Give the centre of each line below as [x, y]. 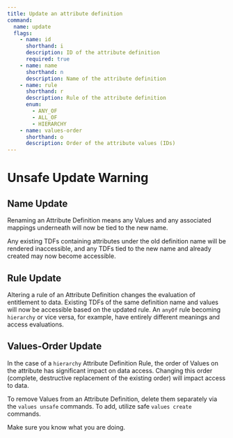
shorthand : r [45, 91]
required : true [48, 59]
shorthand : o [45, 137]
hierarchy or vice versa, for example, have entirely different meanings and [114, 317]
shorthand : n [45, 72]
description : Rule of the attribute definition [96, 98]
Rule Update [34, 278]
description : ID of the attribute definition [93, 53]
